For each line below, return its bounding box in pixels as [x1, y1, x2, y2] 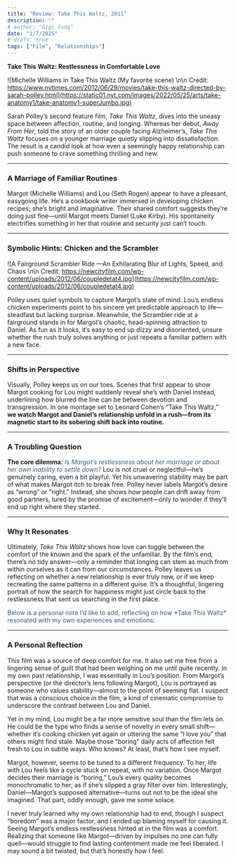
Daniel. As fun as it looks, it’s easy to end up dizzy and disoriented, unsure [7, 325, 223, 334]
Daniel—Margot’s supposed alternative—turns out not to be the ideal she [7, 788, 218, 797]
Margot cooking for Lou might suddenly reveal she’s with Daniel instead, [7, 387, 216, 396]
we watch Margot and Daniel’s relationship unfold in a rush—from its [7, 410, 211, 418]
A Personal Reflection [7, 641, 83, 650]
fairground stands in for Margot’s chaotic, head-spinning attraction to [7, 318, 207, 326]
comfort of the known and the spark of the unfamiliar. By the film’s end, [7, 550, 214, 559]
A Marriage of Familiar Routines [7, 173, 118, 183]
